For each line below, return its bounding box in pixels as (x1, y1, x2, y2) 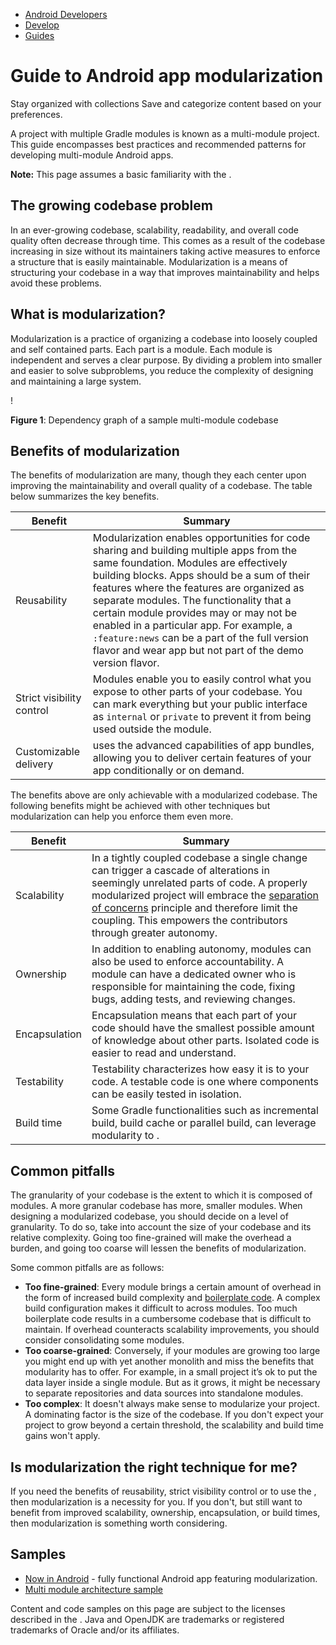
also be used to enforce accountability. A (91, 955, 285, 969)
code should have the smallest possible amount (91, 1021, 315, 1035)
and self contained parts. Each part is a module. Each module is (10, 343, 273, 355)
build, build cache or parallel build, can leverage (91, 1116, 317, 1130)
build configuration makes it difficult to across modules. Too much (24, 1302, 298, 1314)
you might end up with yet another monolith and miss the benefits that (24, 1355, 315, 1368)
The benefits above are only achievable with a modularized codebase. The (10, 789, 318, 801)
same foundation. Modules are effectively (92, 556, 288, 570)
